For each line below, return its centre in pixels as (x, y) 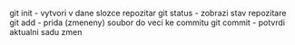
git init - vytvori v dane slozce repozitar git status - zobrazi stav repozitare (148, 13)
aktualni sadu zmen (46, 32)
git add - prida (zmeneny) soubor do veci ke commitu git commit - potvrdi (147, 22)
